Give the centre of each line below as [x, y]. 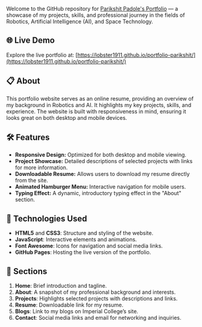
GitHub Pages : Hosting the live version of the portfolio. [83, 252]
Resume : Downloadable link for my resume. [69, 305]
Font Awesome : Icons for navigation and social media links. [89, 246]
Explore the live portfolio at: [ [42, 55]
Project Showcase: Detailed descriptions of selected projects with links [104, 161]
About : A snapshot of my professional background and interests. [95, 292]
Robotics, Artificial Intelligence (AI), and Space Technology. [80, 21]
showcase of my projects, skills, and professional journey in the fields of [96, 15]
